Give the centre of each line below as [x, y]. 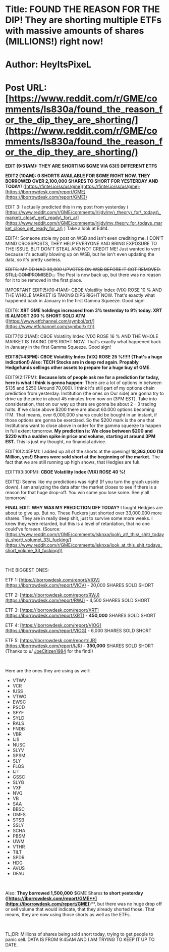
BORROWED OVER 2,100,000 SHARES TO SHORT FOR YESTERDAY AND [82, 181]
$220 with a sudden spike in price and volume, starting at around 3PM [80, 436]
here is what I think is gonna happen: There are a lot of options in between [83, 383]
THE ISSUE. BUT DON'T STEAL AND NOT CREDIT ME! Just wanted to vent [83, 249]
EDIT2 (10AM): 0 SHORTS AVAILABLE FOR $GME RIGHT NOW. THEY [78, 176]
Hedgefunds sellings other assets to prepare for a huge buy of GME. [78, 367]
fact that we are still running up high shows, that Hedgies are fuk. [73, 462]
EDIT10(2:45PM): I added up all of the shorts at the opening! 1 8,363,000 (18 [84, 452]
